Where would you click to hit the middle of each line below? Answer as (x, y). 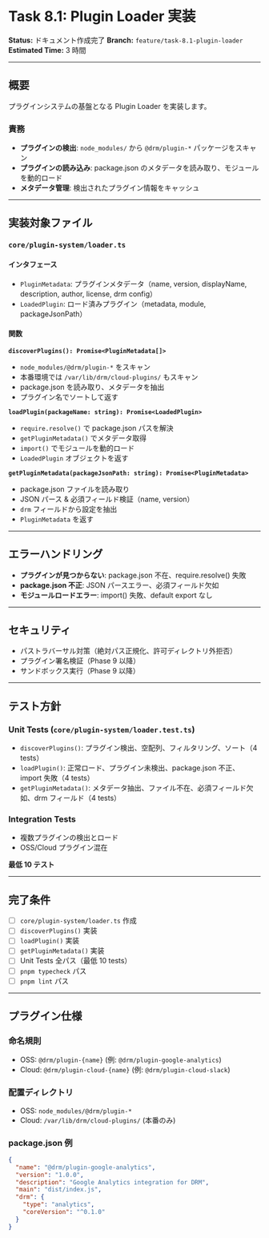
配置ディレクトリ (41, 1092)
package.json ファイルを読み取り (75, 488)
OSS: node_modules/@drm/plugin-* (76, 1111)
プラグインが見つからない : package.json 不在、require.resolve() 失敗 (133, 575)
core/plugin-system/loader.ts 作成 (78, 921)
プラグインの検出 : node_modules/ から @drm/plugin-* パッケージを (128, 148)
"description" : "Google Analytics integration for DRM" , (112, 1182)
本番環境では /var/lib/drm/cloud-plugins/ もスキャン (109, 376)
